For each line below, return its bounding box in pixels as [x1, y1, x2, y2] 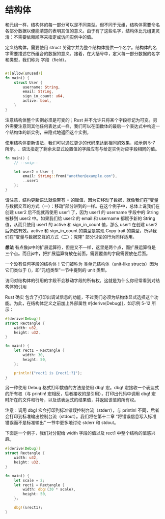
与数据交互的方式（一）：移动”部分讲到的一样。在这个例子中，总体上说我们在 [5, 203, 160, 209]
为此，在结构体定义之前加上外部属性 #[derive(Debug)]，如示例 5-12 [13, 300, 151, 306]
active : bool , [23, 98, 52, 103]
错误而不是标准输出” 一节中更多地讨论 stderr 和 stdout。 [5, 420, 119, 426]
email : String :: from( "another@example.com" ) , [23, 174, 118, 179]
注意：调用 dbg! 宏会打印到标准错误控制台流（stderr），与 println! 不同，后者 [5, 407, 160, 413]
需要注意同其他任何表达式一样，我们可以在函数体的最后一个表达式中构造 [9, 123, 156, 129]
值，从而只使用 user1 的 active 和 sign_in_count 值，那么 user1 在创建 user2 [5, 221, 158, 227]
